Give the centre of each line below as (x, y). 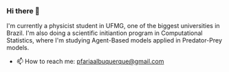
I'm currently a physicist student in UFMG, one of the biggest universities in (113, 26)
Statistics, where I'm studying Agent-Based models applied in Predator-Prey (115, 40)
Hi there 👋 (23, 11)
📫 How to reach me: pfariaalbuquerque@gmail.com (90, 62)
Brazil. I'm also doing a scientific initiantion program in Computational (105, 33)
